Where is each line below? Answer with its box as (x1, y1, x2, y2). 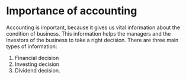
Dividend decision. (14, 67, 60, 74)
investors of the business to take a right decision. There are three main (6, 36, 179, 43)
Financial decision (14, 54, 59, 61)
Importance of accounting (6, 4, 137, 18)
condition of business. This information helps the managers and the (6, 30, 171, 37)
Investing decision (14, 61, 60, 68)
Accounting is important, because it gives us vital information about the (6, 24, 181, 31)
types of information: (6, 43, 57, 50)
